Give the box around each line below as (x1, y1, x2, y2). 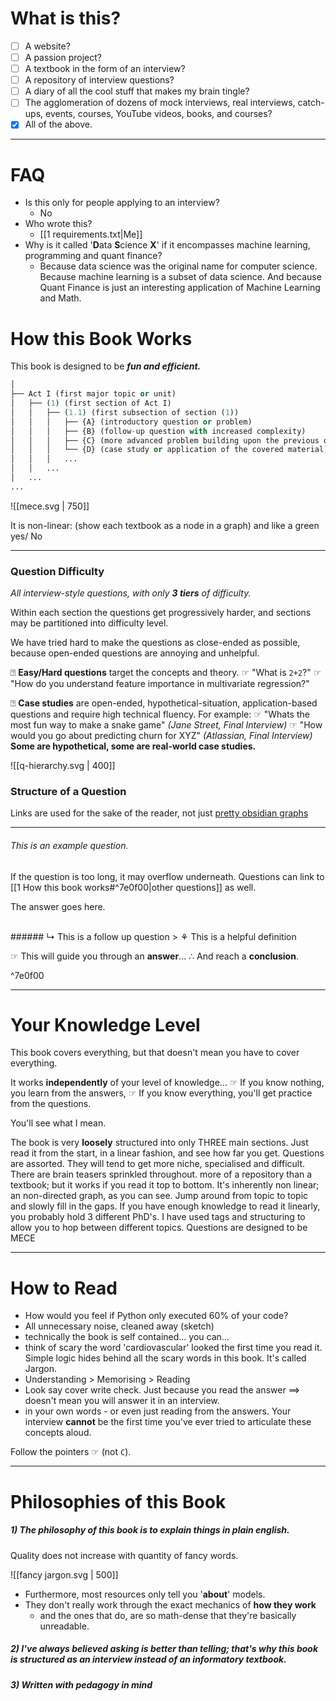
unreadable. (39, 1620, 90, 1632)
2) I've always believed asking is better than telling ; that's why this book (10, 1643, 319, 1655)
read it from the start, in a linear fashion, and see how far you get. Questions (10, 1147, 325, 1159)
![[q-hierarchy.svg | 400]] (10, 760, 116, 772)
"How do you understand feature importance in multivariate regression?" (10, 678, 310, 690)
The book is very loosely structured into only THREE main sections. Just (10, 1137, 309, 1149)
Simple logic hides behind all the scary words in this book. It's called (24, 1352, 307, 1364)
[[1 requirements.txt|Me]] (39, 228, 143, 241)
